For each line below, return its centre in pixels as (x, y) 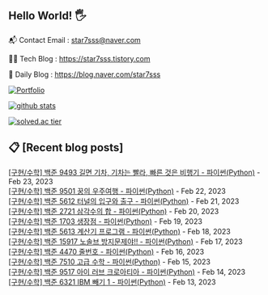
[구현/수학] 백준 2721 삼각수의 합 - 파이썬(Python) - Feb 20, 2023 (114, 211)
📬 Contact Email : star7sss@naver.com (75, 40)
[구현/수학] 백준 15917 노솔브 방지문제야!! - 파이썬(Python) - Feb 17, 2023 (125, 241)
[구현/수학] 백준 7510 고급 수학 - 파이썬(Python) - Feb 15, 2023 (109, 261)
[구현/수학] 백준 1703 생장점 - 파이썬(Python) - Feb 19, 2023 (105, 221)
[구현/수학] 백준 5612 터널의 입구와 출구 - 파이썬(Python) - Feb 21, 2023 (124, 201)
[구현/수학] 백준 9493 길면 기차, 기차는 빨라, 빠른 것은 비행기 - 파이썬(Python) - (134, 172)
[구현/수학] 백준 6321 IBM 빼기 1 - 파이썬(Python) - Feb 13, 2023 (112, 282)
